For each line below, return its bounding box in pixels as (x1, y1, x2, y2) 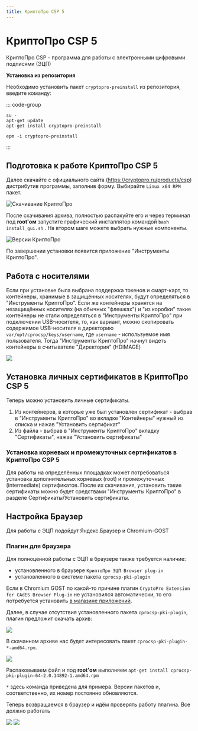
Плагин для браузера (6, 542, 71, 550)
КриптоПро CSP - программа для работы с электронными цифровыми (6, 54, 186, 61)
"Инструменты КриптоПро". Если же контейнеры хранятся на (6, 299, 163, 307)
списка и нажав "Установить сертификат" (14, 421, 121, 427)
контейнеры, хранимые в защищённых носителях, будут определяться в (6, 293, 190, 300)
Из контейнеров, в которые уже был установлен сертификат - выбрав (14, 408, 193, 415)
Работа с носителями (6, 271, 90, 281)
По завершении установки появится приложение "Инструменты (6, 247, 170, 255)
